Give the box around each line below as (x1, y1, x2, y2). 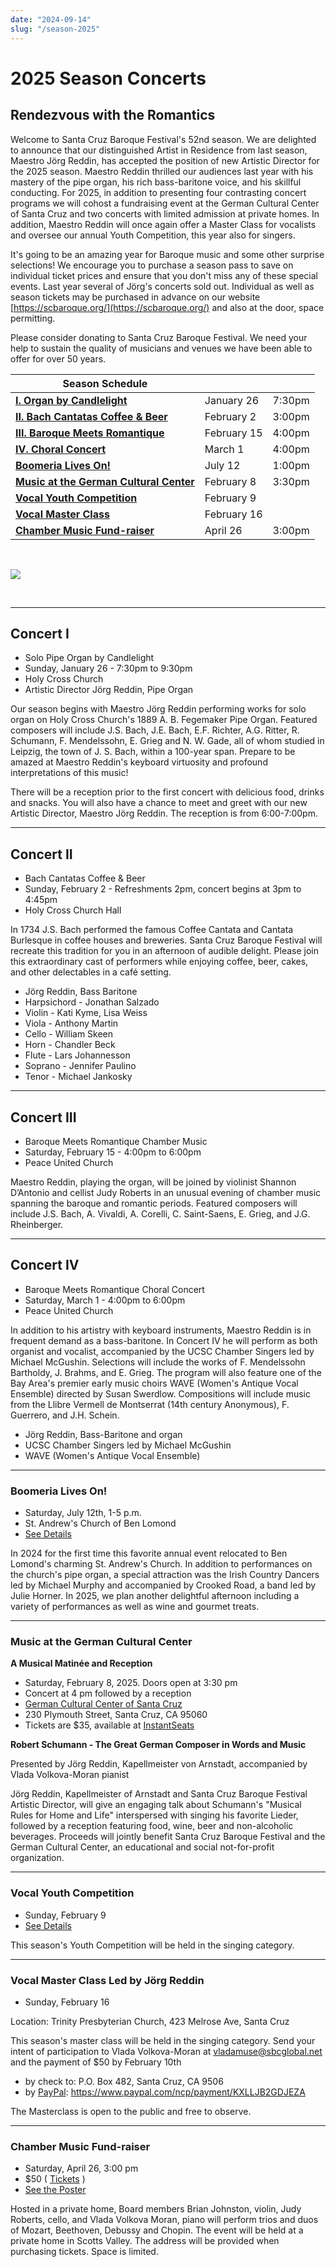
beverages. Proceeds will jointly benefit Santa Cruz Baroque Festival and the (10, 1831, 326, 1843)
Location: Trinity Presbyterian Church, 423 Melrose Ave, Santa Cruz (10, 2015, 290, 2027)
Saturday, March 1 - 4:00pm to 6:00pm (24, 1294, 186, 1306)
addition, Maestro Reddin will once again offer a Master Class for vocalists (10, 218, 317, 230)
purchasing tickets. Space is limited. (10, 2246, 159, 2258)
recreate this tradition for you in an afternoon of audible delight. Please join (10, 945, 319, 957)
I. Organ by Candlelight (15, 393, 128, 407)
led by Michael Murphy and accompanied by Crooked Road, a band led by (10, 1579, 317, 1591)
